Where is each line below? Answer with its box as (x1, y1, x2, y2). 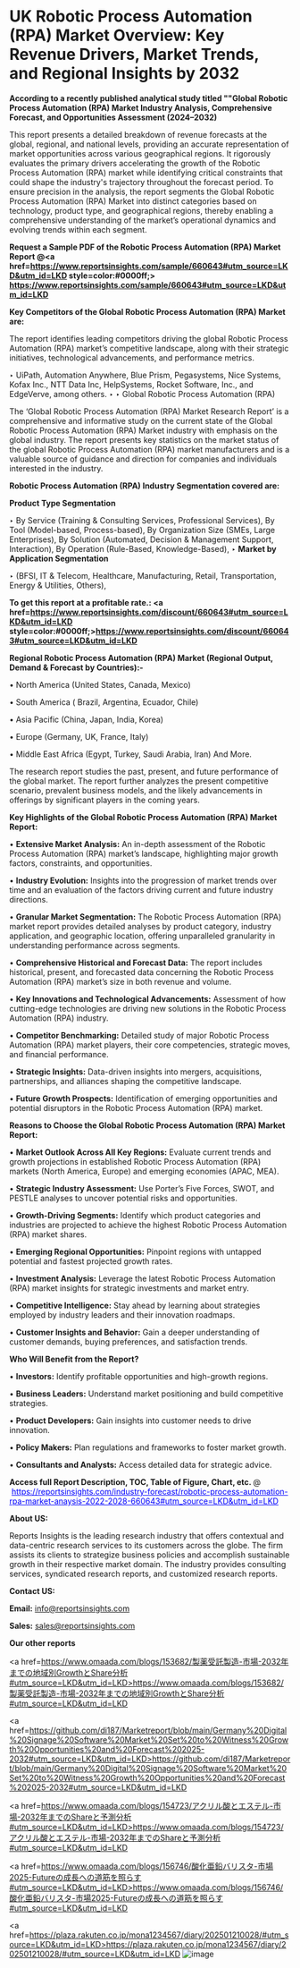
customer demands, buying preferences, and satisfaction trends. (9, 1336, 248, 1347)
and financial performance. (9, 1048, 109, 1059)
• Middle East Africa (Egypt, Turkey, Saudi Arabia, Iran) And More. (9, 749, 253, 759)
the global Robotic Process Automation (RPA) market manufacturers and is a (9, 444, 290, 454)
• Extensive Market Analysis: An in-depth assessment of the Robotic (9, 838, 266, 849)
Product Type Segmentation (9, 497, 116, 508)
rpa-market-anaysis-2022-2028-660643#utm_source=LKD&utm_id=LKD (9, 1496, 279, 1506)
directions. (9, 894, 49, 904)
